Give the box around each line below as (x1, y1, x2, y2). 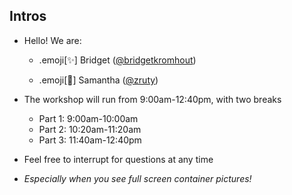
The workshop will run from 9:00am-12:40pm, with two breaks (23, 93, 282, 105)
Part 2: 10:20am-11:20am (38, 123, 142, 135)
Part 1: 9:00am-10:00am (38, 112, 139, 124)
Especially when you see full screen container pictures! (23, 172, 252, 184)
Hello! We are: (23, 34, 82, 46)
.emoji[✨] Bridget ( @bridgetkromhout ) (38, 54, 197, 66)
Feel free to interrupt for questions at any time (23, 153, 214, 165)
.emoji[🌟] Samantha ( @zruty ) (38, 74, 159, 86)
